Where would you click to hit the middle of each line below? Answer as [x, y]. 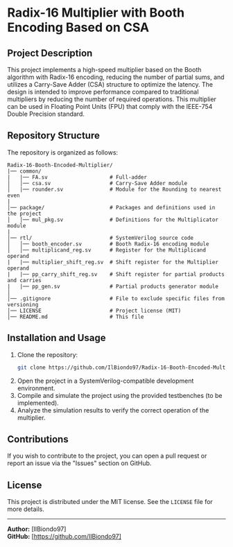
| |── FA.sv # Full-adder [77, 177]
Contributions [38, 439]
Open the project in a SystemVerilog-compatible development [105, 381]
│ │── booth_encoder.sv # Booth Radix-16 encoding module [108, 244]
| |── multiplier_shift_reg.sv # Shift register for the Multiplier [113, 262]
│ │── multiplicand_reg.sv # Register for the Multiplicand [107, 250]
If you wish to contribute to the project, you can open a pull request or [107, 456]
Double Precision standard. [46, 114]
